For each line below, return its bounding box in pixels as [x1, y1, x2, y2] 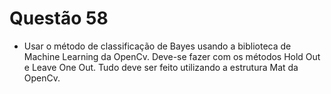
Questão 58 [9, 7, 109, 30]
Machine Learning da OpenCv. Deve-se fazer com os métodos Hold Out [23, 50, 321, 62]
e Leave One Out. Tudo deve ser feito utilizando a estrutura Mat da [23, 61, 299, 73]
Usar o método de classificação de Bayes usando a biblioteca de [23, 40, 292, 52]
